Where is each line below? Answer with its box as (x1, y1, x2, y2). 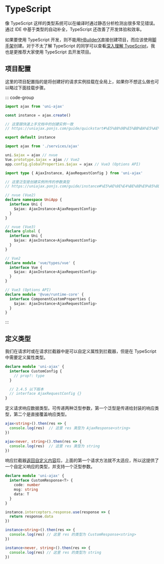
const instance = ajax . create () (5, 113, 71, 118)
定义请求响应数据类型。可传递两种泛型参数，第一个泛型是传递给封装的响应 (5, 405, 155, 411)
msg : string (14, 487, 38, 492)
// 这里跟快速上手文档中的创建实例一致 (5, 121, 74, 127)
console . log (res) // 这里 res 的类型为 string (9, 550, 102, 555)
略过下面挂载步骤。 (9, 85, 48, 90)
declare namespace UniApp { (5, 197, 62, 203)
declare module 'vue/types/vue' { (5, 260, 76, 265)
